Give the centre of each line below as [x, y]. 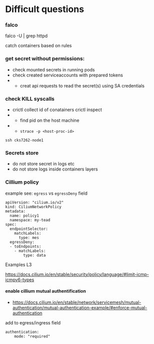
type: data [35, 255]
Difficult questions [45, 9]
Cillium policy [22, 182]
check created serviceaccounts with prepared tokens [68, 75]
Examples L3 [19, 265]
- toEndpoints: [26, 246]
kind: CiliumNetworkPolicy [33, 207]
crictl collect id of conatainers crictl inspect [57, 110]
